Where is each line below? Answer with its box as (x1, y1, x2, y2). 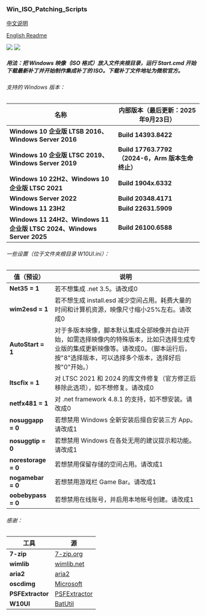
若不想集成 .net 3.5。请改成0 (55, 284, 138, 293)
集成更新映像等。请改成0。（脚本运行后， (73, 344, 191, 353)
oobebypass (9, 491, 47, 500)
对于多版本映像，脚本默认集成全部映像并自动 (55, 326, 184, 335)
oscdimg (9, 580, 36, 588)
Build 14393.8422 (118, 131, 173, 139)
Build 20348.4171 (118, 194, 173, 202)
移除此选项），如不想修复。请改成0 (55, 384, 154, 392)
